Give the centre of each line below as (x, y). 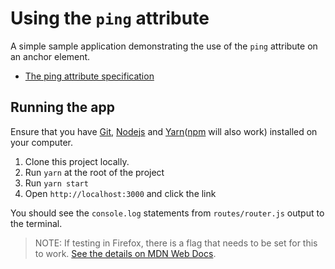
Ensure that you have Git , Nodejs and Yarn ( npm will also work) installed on (164, 131)
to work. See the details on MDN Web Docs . (125, 253)
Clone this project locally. (77, 161)
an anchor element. (50, 56)
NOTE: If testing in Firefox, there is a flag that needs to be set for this (176, 243)
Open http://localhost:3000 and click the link (120, 193)
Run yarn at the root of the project (94, 172)
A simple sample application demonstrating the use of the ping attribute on (164, 46)
